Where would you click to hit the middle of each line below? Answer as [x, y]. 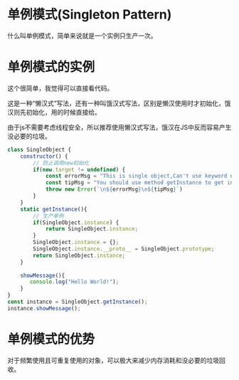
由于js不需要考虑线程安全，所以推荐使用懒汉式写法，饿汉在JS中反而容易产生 [119, 127]
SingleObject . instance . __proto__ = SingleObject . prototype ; [124, 249]
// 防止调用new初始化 [61, 163]
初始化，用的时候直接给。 [63, 112]
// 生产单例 [48, 216]
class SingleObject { [39, 149]
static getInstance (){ [54, 209]
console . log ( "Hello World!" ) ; [74, 282]
